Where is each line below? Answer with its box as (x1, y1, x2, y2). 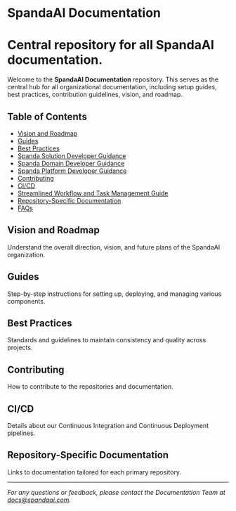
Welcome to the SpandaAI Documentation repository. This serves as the (7, 75, 219, 84)
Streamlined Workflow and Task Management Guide (17, 188, 169, 198)
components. (7, 297, 46, 305)
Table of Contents (7, 110, 88, 122)
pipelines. (7, 429, 36, 437)
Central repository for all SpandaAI (7, 37, 214, 53)
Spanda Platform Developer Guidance (17, 167, 127, 175)
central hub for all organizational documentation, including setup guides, (7, 83, 217, 91)
